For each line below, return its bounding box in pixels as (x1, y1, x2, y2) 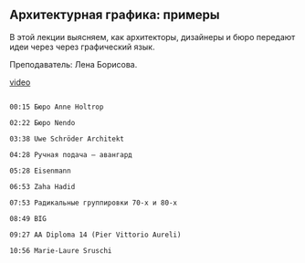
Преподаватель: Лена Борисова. (9, 58, 138, 69)
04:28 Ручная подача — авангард (9, 150, 132, 159)
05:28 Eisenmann (9, 166, 71, 175)
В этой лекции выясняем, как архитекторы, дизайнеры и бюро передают (9, 31, 296, 42)
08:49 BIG (9, 214, 47, 223)
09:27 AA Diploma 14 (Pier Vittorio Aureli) (9, 230, 182, 239)
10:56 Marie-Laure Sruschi (9, 246, 112, 255)
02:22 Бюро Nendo (9, 118, 76, 127)
